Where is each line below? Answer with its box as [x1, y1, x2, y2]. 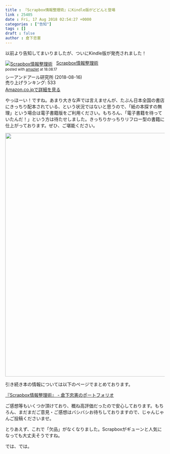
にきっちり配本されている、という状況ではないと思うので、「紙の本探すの [5, 103, 158, 109]
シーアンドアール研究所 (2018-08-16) [5, 74, 82, 80]
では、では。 [5, 443, 32, 449]
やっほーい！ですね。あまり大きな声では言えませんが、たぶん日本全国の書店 [5, 97, 165, 103]
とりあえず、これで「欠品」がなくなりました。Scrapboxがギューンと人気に [5, 426, 162, 432]
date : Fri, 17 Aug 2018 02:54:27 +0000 [5, 17, 92, 22]
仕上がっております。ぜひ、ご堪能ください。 [5, 122, 98, 128]
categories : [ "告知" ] [5, 21, 52, 27]
